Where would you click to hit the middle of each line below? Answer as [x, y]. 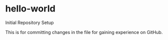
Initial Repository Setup [30, 22]
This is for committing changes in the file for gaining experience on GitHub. [84, 32]
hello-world [31, 9]
